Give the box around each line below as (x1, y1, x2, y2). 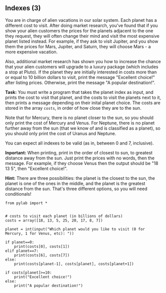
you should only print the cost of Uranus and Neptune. (5, 130, 116, 136)
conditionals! (5, 191, 31, 197)
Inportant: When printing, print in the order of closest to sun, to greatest (5, 149, 153, 155)
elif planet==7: (5, 248, 39, 253)
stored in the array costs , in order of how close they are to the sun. (5, 105, 142, 111)
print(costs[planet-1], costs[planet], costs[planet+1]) (14, 261, 134, 266)
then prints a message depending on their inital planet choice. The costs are (5, 99, 161, 106)
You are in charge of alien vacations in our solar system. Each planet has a (5, 17, 157, 23)
